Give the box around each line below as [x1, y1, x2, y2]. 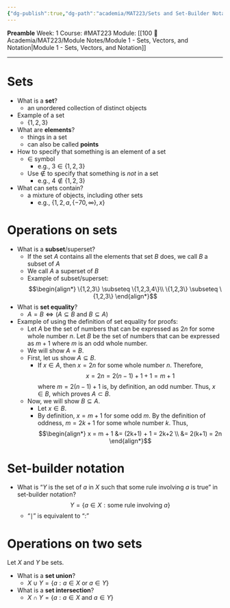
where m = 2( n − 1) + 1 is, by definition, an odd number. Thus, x [37, 382, 216, 390]
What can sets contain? [16, 183, 84, 192]
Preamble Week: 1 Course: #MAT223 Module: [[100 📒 [7, 29, 158, 37]
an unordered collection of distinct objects [27, 103, 147, 112]
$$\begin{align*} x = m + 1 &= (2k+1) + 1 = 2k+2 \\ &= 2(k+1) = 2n [38, 429, 222, 438]
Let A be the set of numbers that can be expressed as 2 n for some [27, 325, 215, 333]
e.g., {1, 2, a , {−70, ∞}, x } [37, 198, 105, 206]
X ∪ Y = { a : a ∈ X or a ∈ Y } [27, 579, 110, 587]
